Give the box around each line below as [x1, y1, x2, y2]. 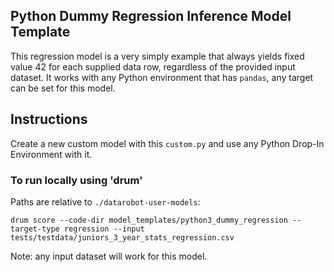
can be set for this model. [10, 82, 116, 94]
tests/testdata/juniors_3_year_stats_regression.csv [10, 232, 235, 243]
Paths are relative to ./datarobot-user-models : [10, 195, 201, 208]
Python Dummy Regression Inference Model [10, 8, 292, 25]
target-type [10, 224, 60, 234]
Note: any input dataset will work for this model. [10, 250, 208, 262]
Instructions [10, 111, 88, 128]
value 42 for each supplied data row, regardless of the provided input [10, 60, 296, 73]
